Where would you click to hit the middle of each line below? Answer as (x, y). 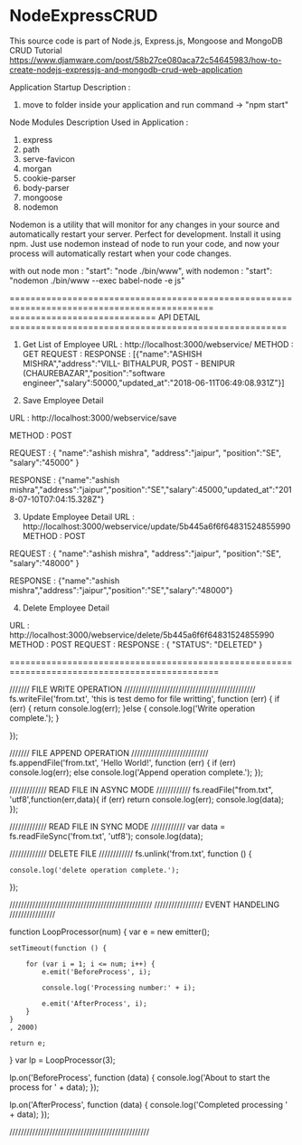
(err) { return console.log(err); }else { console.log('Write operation (132, 708)
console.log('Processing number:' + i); (119, 988)
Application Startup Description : (70, 87)
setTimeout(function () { (58, 948)
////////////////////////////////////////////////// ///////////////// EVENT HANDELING (145, 904)
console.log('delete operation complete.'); (94, 870)
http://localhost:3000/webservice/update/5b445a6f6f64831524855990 (156, 526)
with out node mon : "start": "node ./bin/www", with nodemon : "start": (141, 270)
